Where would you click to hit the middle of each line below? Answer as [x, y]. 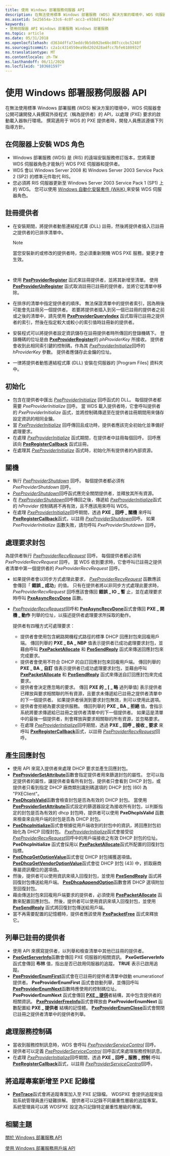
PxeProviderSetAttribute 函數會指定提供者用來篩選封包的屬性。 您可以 [86, 775]
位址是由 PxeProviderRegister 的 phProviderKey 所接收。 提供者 [97, 339]
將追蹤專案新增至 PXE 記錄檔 [50, 1081]
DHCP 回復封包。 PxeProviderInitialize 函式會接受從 [80, 831]
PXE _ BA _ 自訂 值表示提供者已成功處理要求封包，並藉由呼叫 [83, 668]
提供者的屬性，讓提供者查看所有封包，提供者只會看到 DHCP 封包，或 [89, 781]
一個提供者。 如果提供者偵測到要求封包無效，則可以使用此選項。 [96, 700]
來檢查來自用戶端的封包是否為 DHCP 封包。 [58, 819]
